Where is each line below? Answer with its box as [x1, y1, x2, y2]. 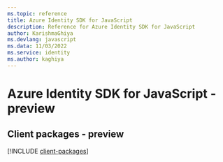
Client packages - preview [7, 128, 124, 140]
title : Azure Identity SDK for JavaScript [7, 17, 133, 24]
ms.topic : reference [7, 10, 68, 17]
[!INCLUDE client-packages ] [7, 147, 89, 155]
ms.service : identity [7, 50, 71, 57]
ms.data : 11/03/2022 [7, 43, 68, 50]
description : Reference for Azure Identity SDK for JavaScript [7, 23, 196, 30]
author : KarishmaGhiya [7, 29, 73, 37]
